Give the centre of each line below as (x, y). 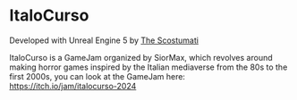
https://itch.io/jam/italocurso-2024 (73, 86)
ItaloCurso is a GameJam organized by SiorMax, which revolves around (141, 57)
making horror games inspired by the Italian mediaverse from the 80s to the (148, 67)
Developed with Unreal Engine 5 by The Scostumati (104, 40)
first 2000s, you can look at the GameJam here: (98, 76)
